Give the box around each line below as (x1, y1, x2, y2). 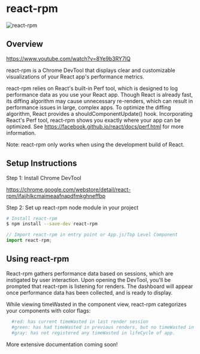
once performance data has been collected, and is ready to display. (6, 289, 173, 296)
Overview (6, 39, 44, 49)
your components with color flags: (6, 307, 91, 314)
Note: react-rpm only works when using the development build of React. (6, 140, 184, 148)
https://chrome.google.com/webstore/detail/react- (6, 185, 131, 193)
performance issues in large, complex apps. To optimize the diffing (6, 104, 171, 111)
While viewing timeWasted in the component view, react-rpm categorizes (6, 301, 187, 308)
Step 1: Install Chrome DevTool (6, 174, 82, 181)
